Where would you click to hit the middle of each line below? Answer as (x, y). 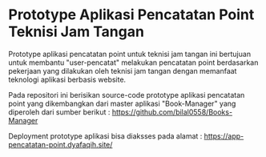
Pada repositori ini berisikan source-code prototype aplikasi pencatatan (127, 95)
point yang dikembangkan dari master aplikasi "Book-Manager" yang (122, 103)
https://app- (224, 136)
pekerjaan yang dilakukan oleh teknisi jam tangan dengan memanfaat (123, 70)
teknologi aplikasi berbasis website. (67, 79)
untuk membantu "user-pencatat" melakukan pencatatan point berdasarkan (133, 62)
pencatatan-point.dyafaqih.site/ (60, 144)
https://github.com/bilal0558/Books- (172, 112)
